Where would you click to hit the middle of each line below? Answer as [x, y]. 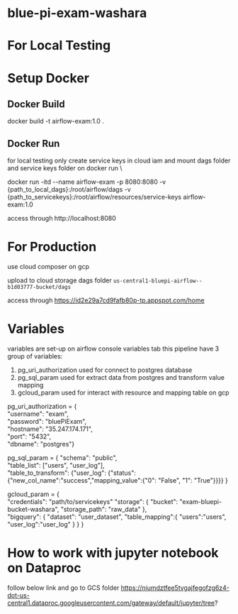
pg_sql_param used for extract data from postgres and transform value [121, 378]
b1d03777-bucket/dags [39, 287]
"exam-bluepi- [200, 502]
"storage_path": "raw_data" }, [104, 510]
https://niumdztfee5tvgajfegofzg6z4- [175, 588]
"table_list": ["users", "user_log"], [56, 466]
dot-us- [18, 595]
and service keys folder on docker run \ [65, 168]
